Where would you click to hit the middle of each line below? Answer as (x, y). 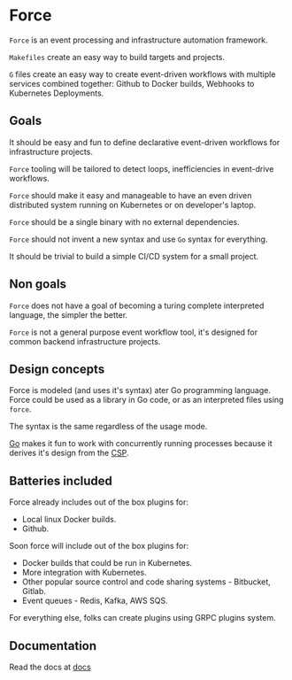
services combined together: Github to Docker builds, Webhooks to (132, 83)
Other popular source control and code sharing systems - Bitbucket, (146, 582)
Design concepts (57, 369)
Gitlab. (34, 591)
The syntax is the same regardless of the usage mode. (108, 427)
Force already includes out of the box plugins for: (99, 502)
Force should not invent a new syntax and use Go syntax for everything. (138, 239)
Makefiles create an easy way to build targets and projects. (117, 57)
